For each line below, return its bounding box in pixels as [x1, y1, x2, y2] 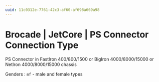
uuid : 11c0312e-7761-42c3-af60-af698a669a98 [5, 7, 100, 12]
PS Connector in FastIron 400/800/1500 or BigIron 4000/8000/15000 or [5, 56, 154, 62]
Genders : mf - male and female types [5, 71, 83, 77]
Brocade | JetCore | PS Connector [5, 28, 149, 40]
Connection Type [5, 39, 79, 50]
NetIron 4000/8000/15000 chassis [5, 61, 77, 67]
